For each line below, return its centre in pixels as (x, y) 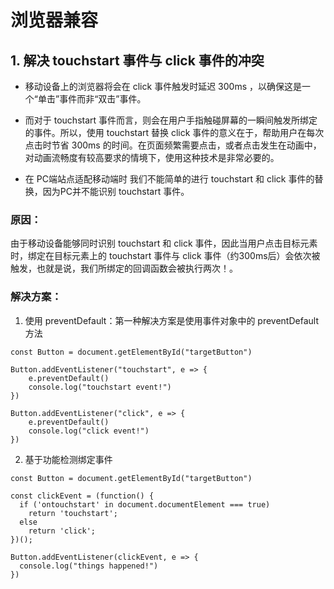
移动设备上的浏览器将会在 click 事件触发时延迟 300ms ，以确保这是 (163, 86)
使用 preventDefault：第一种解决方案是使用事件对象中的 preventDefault (171, 320)
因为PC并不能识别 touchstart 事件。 (116, 191)
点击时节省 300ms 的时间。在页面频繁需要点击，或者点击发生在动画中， (173, 145)
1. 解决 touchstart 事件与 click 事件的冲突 (137, 60)
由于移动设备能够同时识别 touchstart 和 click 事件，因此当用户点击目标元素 (164, 243)
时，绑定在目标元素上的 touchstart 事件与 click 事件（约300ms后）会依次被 (165, 256)
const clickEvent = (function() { (82, 496)
